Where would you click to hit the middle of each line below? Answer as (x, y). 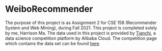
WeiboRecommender (49, 9)
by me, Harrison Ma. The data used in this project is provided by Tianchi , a (81, 33)
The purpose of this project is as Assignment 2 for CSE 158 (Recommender (81, 23)
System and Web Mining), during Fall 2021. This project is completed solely (81, 27)
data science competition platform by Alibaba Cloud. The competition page (81, 38)
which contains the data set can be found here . (53, 43)
